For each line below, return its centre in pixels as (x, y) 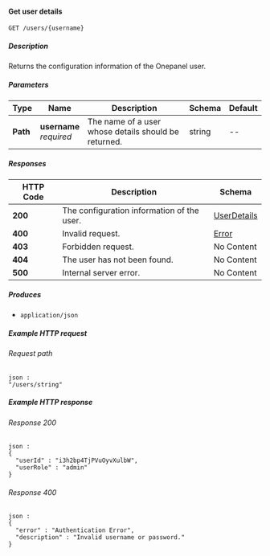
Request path (31, 354)
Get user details (35, 11)
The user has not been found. (118, 260)
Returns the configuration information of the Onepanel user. (107, 66)
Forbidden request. (98, 247)
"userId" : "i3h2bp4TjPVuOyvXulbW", (77, 461)
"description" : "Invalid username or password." (100, 538)
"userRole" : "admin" (52, 468)
